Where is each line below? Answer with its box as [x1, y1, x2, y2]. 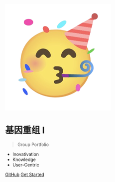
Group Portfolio [17, 141, 49, 147]
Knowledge [12, 156, 36, 162]
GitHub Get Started [5, 171, 44, 177]
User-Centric [12, 161, 39, 167]
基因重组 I [5, 124, 45, 136]
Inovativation [12, 151, 39, 157]
